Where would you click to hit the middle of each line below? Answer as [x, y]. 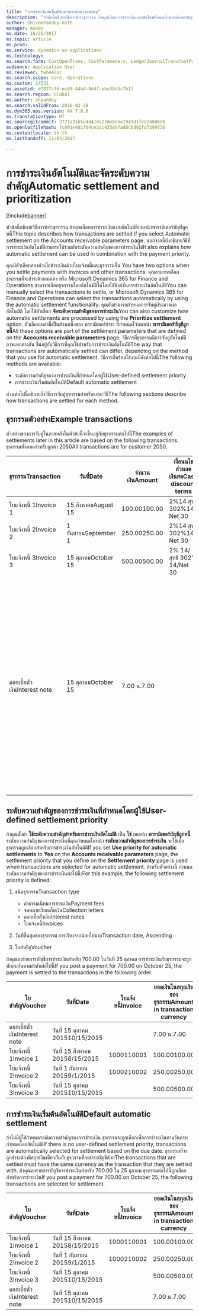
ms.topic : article [29, 39]
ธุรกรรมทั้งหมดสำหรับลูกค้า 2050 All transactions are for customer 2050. [87, 446]
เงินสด [176, 476]
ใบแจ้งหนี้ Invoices [43, 924]
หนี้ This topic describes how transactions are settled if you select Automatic [98, 233]
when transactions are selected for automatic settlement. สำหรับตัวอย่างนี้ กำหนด [99, 867]
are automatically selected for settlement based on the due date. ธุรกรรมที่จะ [97, 1151]
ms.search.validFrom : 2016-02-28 [47, 105]
